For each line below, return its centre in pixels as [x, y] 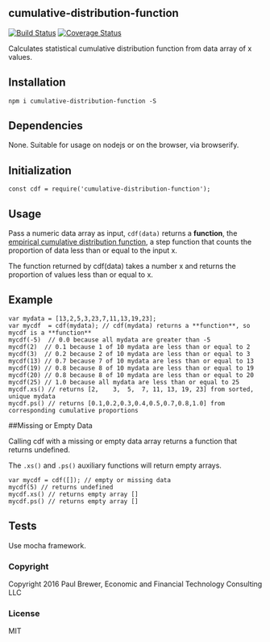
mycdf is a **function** [50, 333]
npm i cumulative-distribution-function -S [83, 101]
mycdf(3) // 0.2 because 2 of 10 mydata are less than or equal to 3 [129, 354]
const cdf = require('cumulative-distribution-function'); [110, 189]
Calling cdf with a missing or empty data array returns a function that [123, 441]
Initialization [40, 170]
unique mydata [32, 396]
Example [31, 300]
